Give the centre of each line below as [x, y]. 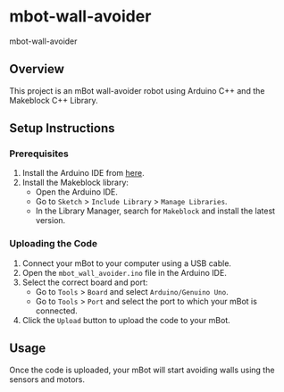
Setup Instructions [62, 128]
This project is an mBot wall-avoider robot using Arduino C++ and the [137, 90]
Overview [37, 69]
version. [50, 221]
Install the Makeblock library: [75, 183]
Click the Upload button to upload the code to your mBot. [126, 320]
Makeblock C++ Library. [54, 100]
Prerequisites [39, 154]
